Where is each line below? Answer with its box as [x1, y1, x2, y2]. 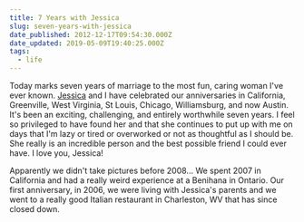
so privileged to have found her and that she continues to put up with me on [9, 119, 293, 130]
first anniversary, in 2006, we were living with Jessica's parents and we [9, 185, 277, 195]
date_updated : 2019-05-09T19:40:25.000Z [9, 38, 165, 48]
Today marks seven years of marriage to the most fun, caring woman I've [9, 81, 284, 91]
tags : [9, 47, 30, 56]
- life [17, 55, 43, 64]
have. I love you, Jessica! [9, 148, 104, 159]
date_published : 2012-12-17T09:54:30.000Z [9, 30, 172, 39]
